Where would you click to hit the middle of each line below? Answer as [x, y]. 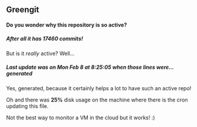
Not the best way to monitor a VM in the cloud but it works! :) [81, 118]
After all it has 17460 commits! [45, 39]
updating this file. [27, 106]
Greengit [23, 10]
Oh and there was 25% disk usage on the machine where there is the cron [97, 100]
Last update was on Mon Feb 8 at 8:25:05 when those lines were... [90, 67]
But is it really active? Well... [40, 53]
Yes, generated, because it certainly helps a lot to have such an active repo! [99, 88]
